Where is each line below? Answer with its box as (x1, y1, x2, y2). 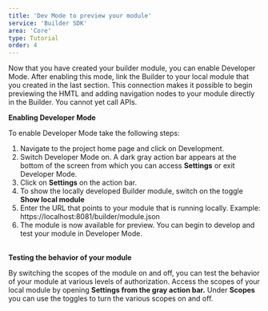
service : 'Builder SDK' (8, 19, 88, 27)
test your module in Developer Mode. (19, 229, 142, 238)
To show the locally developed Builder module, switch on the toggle (19, 186, 244, 196)
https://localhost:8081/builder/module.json (19, 212, 160, 221)
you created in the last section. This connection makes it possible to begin (8, 81, 253, 90)
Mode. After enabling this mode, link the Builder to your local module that (8, 72, 250, 82)
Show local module (19, 195, 86, 205)
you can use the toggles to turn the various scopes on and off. (8, 293, 214, 304)
